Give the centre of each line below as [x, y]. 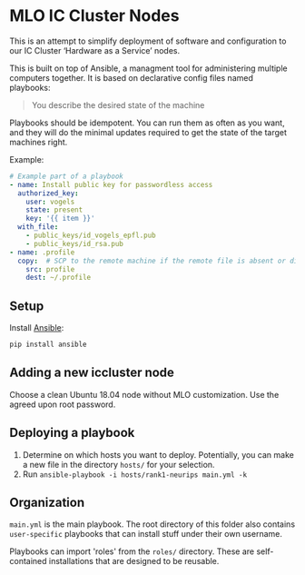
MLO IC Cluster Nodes [94, 16]
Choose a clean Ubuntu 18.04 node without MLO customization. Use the [144, 394]
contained [28, 561]
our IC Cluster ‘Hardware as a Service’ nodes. [94, 50]
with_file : [38, 227]
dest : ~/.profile [59, 278]
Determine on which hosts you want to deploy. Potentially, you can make [158, 454]
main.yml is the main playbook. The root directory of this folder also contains [152, 524]
